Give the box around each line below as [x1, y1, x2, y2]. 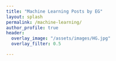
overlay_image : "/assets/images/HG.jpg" [11, 35, 111, 41]
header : [6, 30, 25, 36]
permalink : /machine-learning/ [6, 19, 82, 25]
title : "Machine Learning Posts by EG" [6, 8, 103, 15]
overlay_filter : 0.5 [11, 41, 61, 47]
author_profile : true [6, 24, 59, 31]
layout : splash [6, 14, 43, 20]
